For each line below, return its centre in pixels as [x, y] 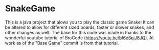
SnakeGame [30, 9]
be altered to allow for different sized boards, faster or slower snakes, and [79, 27]
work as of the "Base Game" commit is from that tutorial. [62, 43]
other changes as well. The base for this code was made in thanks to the [78, 32]
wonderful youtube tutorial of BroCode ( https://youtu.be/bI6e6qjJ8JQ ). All [80, 38]
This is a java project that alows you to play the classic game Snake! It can [80, 22]
